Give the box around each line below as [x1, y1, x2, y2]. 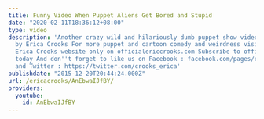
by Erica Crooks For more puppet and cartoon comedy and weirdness [15, 41, 241, 49]
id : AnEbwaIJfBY [22, 99, 76, 106]
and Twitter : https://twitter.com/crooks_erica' [15, 63, 181, 70]
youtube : [15, 92, 44, 99]
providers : [8, 84, 44, 92]
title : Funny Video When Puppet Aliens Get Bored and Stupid [8, 11, 213, 20]
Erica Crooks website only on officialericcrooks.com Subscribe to [15, 48, 241, 56]
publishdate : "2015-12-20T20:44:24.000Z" [8, 70, 146, 78]
